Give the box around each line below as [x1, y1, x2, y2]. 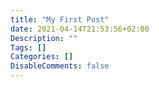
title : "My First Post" [10, 14, 110, 25]
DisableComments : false [10, 61, 110, 71]
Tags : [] [10, 42, 47, 53]
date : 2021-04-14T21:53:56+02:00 [10, 24, 150, 34]
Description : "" [10, 33, 78, 43]
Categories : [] [10, 52, 74, 62]
